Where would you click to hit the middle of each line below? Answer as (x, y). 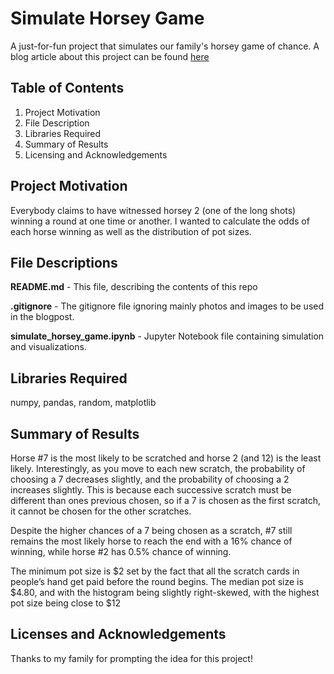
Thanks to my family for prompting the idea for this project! (131, 658)
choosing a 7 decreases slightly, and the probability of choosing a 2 (150, 479)
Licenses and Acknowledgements (118, 634)
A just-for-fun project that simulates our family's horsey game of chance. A (165, 46)
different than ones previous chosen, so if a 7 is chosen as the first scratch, (166, 500)
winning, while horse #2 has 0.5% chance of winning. (121, 551)
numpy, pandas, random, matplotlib (83, 403)
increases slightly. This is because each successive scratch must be (151, 490)
